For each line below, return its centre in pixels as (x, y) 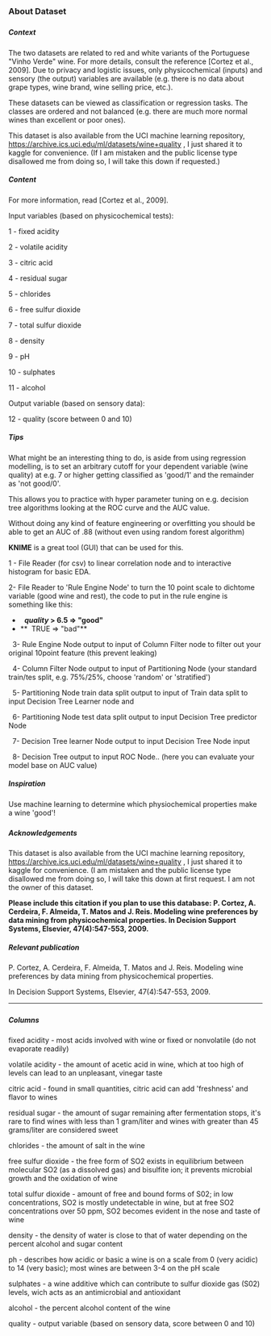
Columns (24, 1020)
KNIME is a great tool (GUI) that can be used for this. (96, 547)
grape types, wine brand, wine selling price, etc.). (91, 87)
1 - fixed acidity (34, 231)
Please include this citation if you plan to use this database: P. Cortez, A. (132, 903)
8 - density (27, 340)
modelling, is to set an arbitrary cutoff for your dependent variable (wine (128, 466)
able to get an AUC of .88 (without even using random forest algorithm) (127, 532)
